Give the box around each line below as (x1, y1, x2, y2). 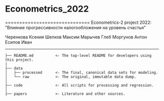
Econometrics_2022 (5, 3, 89, 15)
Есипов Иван (5, 39, 32, 45)
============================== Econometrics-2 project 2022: (5, 19, 152, 25)
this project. (5, 57, 34, 62)
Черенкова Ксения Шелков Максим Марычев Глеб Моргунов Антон (5, 34, 147, 40)
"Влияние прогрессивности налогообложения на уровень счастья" (5, 24, 146, 30)
